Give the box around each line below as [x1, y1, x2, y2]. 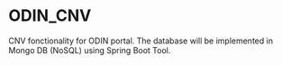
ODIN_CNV [8, 5, 92, 26]
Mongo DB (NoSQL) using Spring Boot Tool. [8, 44, 171, 55]
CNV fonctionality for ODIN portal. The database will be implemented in [8, 35, 274, 46]
